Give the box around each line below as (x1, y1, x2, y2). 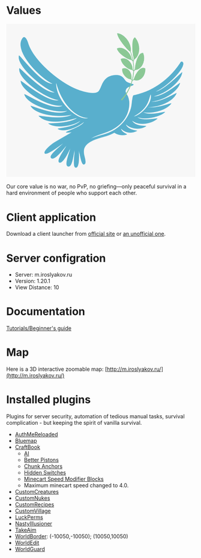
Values (6, 4, 41, 17)
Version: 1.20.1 (14, 277, 50, 285)
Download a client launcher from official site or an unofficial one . (6, 230, 166, 238)
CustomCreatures (14, 488, 59, 496)
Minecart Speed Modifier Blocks (23, 475, 104, 483)
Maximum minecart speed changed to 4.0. (23, 482, 129, 489)
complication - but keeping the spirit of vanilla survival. (6, 419, 142, 427)
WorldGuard (14, 545, 45, 553)
